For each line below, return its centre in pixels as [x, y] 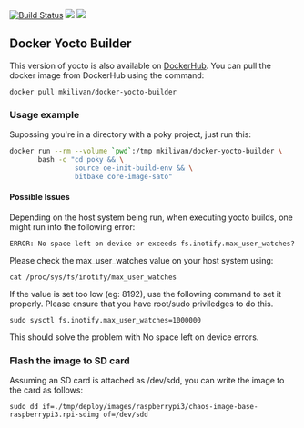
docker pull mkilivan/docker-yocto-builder [93, 92]
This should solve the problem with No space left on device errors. [134, 337]
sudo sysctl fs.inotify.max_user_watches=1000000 [106, 320]
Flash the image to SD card [70, 361]
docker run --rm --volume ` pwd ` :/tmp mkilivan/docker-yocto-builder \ [146, 151]
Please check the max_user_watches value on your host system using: [142, 260]
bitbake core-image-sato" [123, 176]
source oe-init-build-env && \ [134, 168]
